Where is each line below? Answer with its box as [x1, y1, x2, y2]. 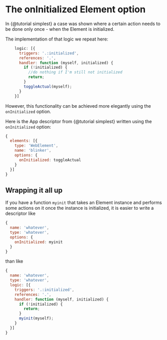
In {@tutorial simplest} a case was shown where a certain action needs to [5, 21, 160, 27]
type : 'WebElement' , [14, 143, 58, 148]
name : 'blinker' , [14, 148, 52, 153]
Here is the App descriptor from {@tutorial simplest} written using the [5, 118, 152, 124]
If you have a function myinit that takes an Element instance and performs [5, 199, 162, 206]
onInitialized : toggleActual [18, 157, 81, 163]
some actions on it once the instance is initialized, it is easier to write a [5, 205, 154, 211]
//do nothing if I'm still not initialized [28, 70, 123, 75]
